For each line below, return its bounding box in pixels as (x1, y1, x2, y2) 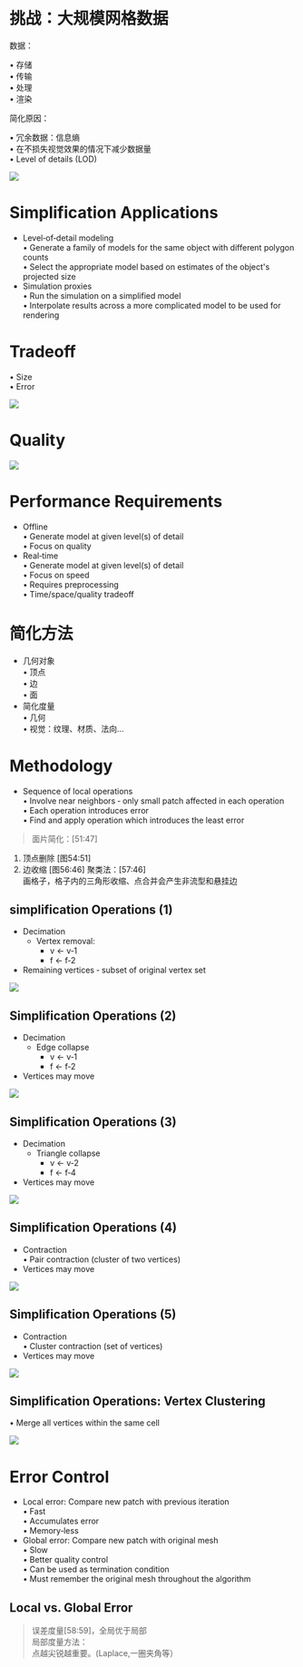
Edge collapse (35, 1041, 90, 1053)
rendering (22, 310, 60, 321)
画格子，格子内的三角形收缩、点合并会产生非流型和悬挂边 (22, 875, 238, 886)
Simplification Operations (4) (9, 1220, 177, 1236)
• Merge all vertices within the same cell (9, 1417, 161, 1428)
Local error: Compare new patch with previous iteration (22, 1496, 230, 1507)
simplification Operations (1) (9, 902, 173, 917)
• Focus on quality (22, 540, 93, 551)
